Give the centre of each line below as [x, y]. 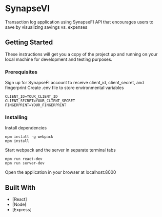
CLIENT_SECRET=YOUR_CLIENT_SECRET [40, 101]
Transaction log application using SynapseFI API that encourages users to [79, 22]
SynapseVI [27, 9]
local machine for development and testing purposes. [59, 59]
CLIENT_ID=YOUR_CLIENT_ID [31, 97]
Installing [16, 117]
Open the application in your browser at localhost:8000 [61, 172]
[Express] [22, 210]
